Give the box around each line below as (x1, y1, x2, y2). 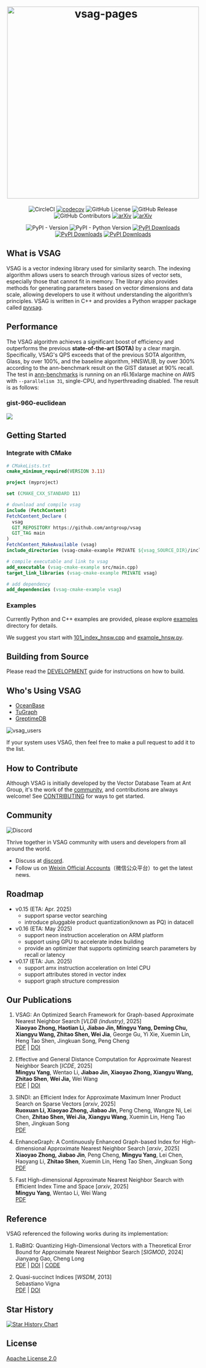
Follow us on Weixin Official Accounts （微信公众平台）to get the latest (15, 864, 193, 871)
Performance (6, 321, 58, 332)
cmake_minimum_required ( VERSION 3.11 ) (6, 468, 105, 474)
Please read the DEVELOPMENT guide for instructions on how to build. (6, 667, 185, 675)
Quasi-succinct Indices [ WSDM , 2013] (15, 1273, 112, 1281)
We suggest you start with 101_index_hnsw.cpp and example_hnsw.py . (6, 634, 184, 641)
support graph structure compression (24, 977, 120, 985)
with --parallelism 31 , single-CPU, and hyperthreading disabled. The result (6, 377, 199, 384)
